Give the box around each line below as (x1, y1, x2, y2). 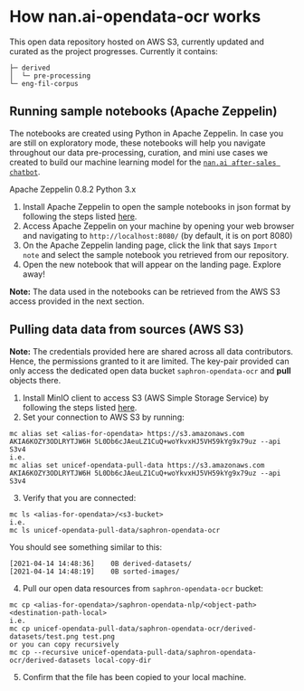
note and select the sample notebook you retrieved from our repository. (22, 249, 290, 260)
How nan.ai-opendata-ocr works (9, 6, 261, 27)
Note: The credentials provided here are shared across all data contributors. (9, 345, 294, 356)
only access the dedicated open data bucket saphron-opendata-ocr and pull (9, 364, 291, 376)
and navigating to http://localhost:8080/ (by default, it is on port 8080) (22, 230, 293, 241)
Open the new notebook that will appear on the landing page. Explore (22, 259, 282, 270)
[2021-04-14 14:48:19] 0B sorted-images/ (9, 567, 180, 576)
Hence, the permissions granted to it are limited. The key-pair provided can (9, 355, 290, 366)
